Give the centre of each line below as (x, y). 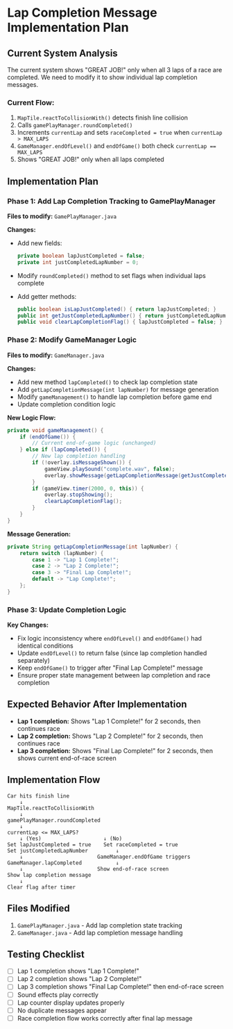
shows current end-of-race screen (67, 758)
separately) (34, 661)
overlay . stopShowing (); (78, 495)
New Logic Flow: (32, 418)
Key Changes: (28, 625)
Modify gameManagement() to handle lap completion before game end (114, 397)
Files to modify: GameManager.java (56, 355)
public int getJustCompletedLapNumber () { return (90, 315)
